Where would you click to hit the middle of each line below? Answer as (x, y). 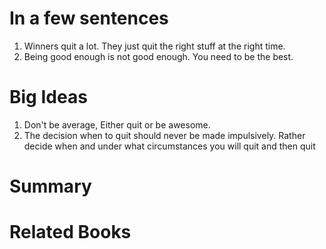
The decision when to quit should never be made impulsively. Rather (164, 135)
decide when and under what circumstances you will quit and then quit (169, 146)
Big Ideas (48, 97)
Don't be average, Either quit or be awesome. (117, 124)
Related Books (70, 232)
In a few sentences (89, 18)
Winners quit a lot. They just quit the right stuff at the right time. (154, 46)
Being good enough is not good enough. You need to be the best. (158, 56)
